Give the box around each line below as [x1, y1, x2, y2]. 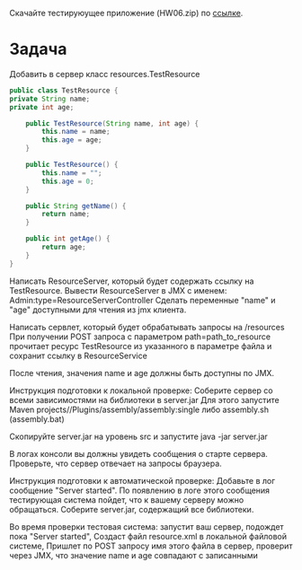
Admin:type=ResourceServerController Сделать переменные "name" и [9, 294, 276, 305]
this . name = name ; [41, 127, 111, 136]
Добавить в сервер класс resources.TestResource [9, 68, 200, 79]
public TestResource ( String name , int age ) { [25, 118, 200, 128]
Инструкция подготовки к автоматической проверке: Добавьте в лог [9, 475, 276, 486]
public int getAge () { [25, 234, 111, 243]
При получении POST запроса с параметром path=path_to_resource [9, 331, 271, 342]
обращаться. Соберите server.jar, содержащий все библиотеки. [9, 504, 254, 514]
